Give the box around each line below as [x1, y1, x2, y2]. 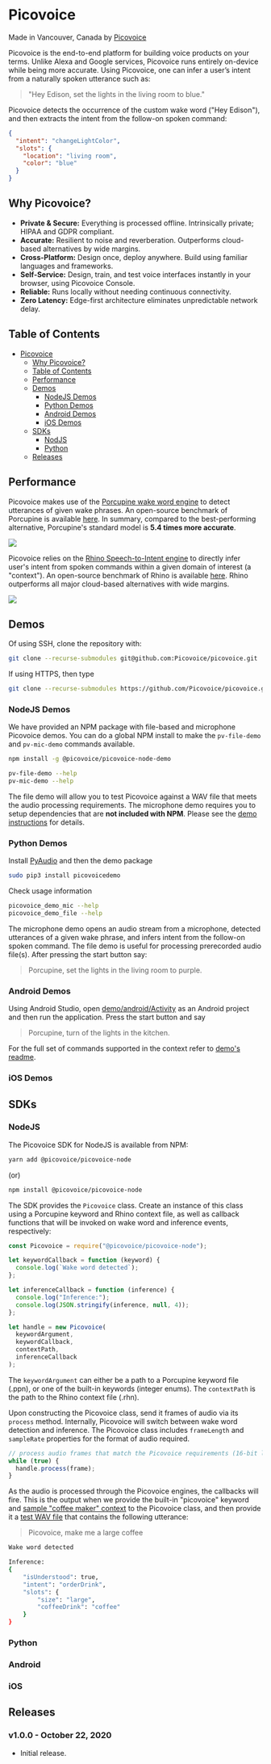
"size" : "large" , [37, 1595, 95, 1604]
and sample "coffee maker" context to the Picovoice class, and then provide [8, 1504, 261, 1514]
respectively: [8, 1226, 52, 1236]
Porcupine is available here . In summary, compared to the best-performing [8, 514, 256, 523]
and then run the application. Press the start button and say [8, 1012, 206, 1023]
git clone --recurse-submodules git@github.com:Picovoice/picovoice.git [8, 654, 258, 663]
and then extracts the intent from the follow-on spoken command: [8, 113, 227, 123]
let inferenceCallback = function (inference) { [8, 1286, 175, 1294]
